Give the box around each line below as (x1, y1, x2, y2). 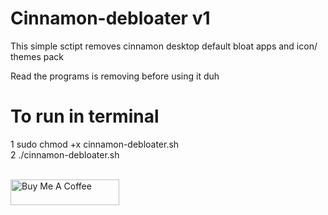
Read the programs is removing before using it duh (10, 70, 220, 82)
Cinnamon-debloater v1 (10, 7, 211, 30)
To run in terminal (10, 105, 160, 128)
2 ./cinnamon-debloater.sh (10, 148, 120, 161)
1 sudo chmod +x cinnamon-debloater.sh (10, 138, 180, 150)
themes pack (10, 50, 65, 62)
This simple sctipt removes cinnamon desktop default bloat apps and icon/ (10, 40, 318, 52)
